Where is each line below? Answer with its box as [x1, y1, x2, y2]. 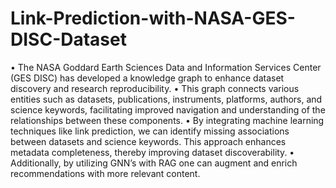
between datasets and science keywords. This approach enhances [10, 135, 287, 147]
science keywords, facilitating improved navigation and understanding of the [10, 103, 326, 116]
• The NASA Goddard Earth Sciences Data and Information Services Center [10, 61, 322, 73]
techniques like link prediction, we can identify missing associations [10, 125, 290, 137]
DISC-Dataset [10, 28, 127, 51]
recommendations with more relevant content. [10, 167, 201, 179]
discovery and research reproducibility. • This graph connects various [10, 82, 300, 94]
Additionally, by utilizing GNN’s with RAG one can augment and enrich [10, 157, 298, 169]
